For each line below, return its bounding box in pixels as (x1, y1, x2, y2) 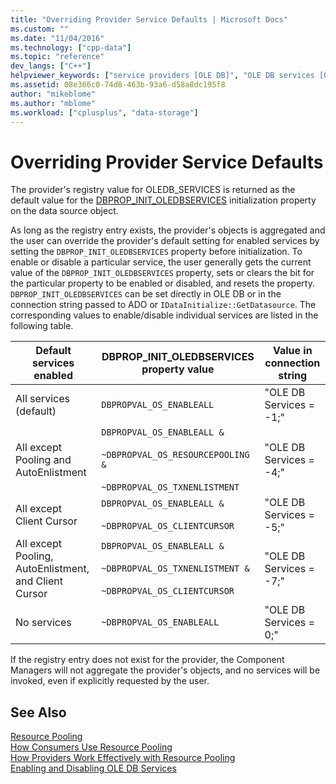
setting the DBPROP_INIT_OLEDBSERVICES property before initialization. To (10, 246, 303, 258)
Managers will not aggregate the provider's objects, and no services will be (10, 664, 321, 676)
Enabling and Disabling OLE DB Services (10, 762, 177, 775)
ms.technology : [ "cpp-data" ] (10, 42, 132, 53)
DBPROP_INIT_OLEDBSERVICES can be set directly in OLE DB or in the (10, 288, 282, 300)
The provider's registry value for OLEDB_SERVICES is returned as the (10, 184, 296, 196)
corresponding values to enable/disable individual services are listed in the (10, 309, 319, 321)
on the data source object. (10, 205, 119, 217)
